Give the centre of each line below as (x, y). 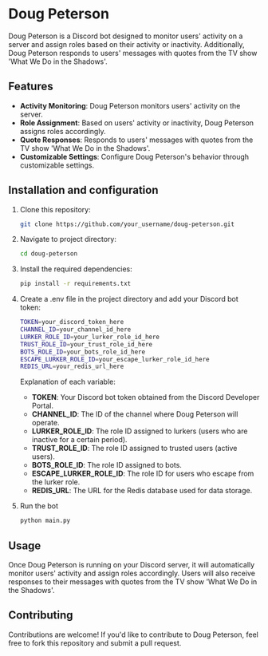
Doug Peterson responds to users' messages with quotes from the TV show (133, 53)
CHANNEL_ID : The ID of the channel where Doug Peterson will (135, 414)
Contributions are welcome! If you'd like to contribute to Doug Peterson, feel (134, 634)
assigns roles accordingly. (63, 131)
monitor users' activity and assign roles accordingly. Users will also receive (132, 573)
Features (31, 87)
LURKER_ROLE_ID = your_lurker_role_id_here (90, 337)
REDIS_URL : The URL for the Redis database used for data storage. (142, 491)
